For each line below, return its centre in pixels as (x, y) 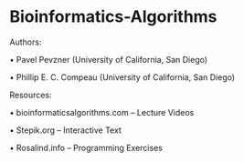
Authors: (26, 42)
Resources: (31, 95)
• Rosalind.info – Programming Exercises (86, 147)
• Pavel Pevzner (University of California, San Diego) (109, 59)
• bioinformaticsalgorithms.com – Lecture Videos (102, 112)
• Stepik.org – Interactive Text (65, 130)
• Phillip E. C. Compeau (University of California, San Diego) (122, 77)
